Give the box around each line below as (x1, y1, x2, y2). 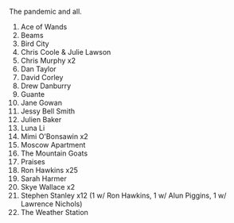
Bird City (20, 39, 50, 48)
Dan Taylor (20, 64, 57, 74)
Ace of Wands (20, 22, 68, 31)
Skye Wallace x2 (20, 183, 76, 191)
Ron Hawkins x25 (20, 166, 79, 175)
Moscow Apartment (20, 140, 86, 149)
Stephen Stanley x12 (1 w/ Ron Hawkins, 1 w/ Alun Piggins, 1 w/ (20, 190, 227, 200)
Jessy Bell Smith (20, 106, 76, 116)
